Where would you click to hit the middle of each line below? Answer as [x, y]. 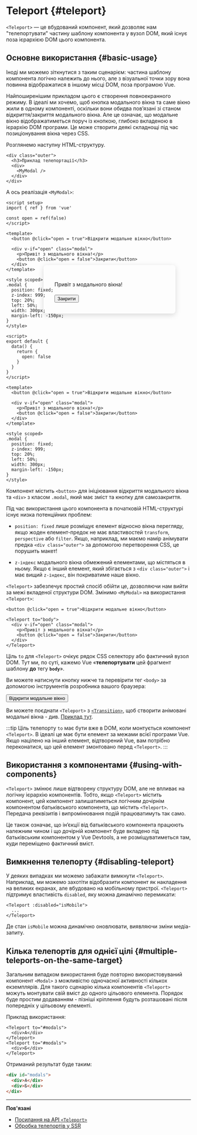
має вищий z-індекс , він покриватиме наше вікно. [77, 575]
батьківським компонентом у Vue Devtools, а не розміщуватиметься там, [98, 837]
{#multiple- [156, 951]
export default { [27, 341]
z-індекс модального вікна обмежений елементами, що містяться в [100, 562]
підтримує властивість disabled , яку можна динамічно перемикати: [91, 895]
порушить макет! [36, 551]
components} [32, 775]
